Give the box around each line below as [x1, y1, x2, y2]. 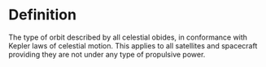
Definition [8, 6, 77, 24]
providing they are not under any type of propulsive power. [8, 49, 206, 59]
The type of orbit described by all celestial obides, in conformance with [8, 32, 248, 42]
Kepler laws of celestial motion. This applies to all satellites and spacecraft [8, 40, 258, 50]
